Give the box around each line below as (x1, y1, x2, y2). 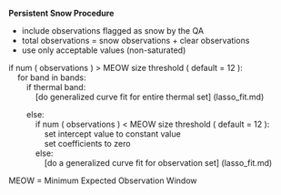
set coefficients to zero (44, 139, 131, 149)
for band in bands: (16, 72, 86, 83)
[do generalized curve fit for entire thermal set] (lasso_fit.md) (35, 91, 265, 102)
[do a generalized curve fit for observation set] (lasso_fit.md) (44, 158, 273, 168)
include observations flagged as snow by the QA (21, 26, 205, 36)
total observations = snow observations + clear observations (21, 36, 250, 46)
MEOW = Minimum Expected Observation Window (8, 175, 197, 186)
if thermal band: (25, 82, 86, 92)
